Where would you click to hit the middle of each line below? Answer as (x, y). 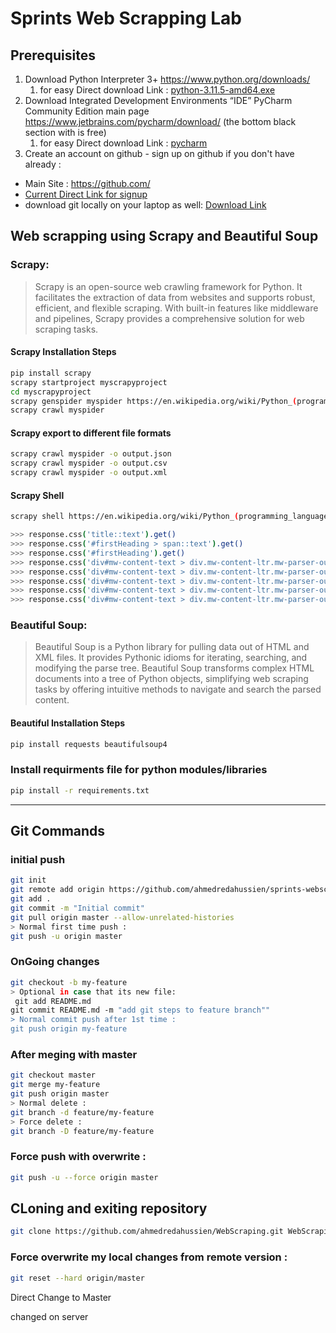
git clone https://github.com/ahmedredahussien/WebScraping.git (147, 1232)
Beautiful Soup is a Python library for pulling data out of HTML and (172, 647)
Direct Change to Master (61, 1297)
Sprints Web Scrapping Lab (126, 18)
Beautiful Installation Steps (68, 723)
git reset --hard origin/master (77, 1278)
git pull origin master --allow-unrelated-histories (122, 917)
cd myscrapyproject (51, 392)
